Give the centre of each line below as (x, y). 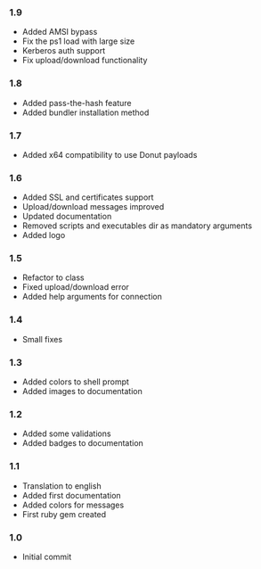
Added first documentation (72, 495)
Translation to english (61, 486)
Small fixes (42, 339)
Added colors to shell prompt (75, 382)
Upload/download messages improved (93, 207)
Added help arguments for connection (92, 297)
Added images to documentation (82, 392)
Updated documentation (67, 217)
